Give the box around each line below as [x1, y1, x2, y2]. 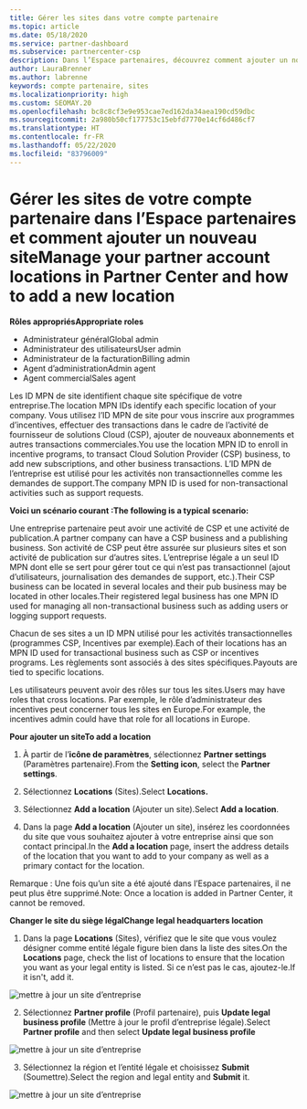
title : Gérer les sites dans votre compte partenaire [9, 13, 219, 23]
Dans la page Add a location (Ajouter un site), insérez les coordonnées [22, 821, 291, 832]
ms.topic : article [9, 22, 79, 31]
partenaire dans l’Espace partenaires [9, 207, 297, 228]
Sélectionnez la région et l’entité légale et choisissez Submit [22, 1061, 249, 1072]
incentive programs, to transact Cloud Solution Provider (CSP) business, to [9, 449, 291, 459]
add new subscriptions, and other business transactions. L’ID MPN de [9, 458, 272, 469]
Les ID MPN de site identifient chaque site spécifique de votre [9, 390, 243, 401]
